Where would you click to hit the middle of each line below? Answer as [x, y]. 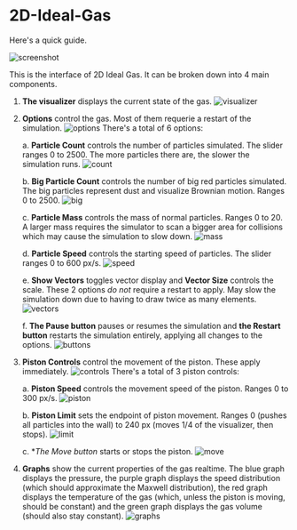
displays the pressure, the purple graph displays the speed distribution [151, 478]
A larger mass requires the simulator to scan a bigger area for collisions [152, 227]
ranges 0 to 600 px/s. [62, 262]
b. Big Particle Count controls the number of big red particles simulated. [154, 181]
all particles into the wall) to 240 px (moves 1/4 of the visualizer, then [148, 424]
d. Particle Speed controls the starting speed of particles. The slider [147, 253]
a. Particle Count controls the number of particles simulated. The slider [152, 145]
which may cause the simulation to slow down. [107, 236]
